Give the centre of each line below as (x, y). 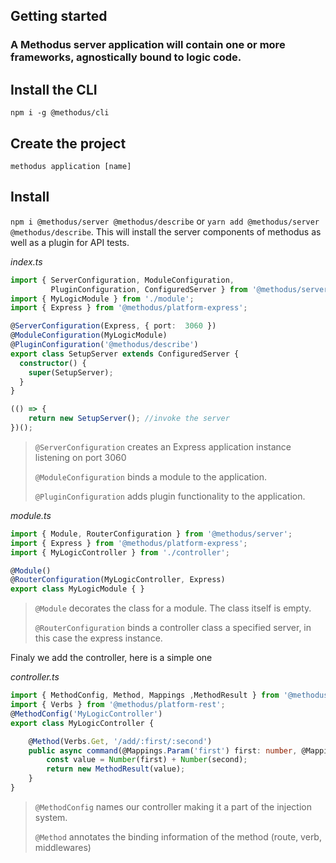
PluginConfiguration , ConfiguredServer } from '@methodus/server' (191, 289)
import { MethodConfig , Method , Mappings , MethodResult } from (145, 695)
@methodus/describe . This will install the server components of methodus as (166, 231)
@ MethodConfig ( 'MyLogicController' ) (86, 714)
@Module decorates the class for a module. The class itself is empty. (173, 608)
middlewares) (63, 847)
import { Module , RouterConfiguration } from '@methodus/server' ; (151, 534)
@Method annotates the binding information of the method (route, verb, (178, 836)
